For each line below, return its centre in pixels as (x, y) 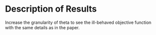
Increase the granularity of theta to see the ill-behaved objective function (78, 22)
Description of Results (51, 9)
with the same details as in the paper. (43, 27)
